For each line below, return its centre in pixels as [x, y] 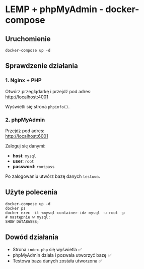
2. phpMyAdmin [25, 120]
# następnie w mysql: [28, 217]
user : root [23, 161]
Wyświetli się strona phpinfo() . [38, 106]
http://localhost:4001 [27, 97]
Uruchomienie [28, 39]
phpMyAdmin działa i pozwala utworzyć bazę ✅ [62, 255]
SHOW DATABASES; [22, 221]
